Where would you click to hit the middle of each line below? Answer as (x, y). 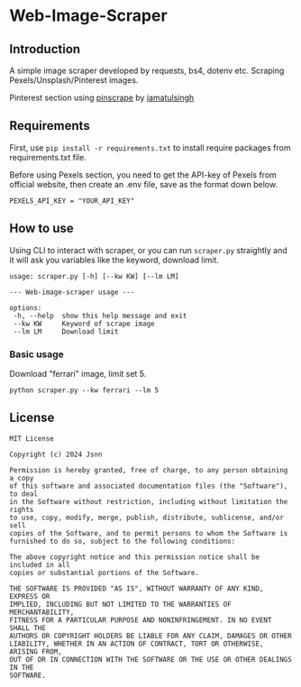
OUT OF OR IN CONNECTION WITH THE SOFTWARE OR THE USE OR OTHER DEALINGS (151, 659)
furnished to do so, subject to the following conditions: (123, 541)
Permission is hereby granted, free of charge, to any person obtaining (149, 470)
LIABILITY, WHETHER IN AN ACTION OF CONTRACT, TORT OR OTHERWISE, (137, 644)
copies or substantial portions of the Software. (105, 572)
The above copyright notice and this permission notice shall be (134, 557)
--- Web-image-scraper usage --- (72, 292)
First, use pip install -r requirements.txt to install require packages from (150, 147)
